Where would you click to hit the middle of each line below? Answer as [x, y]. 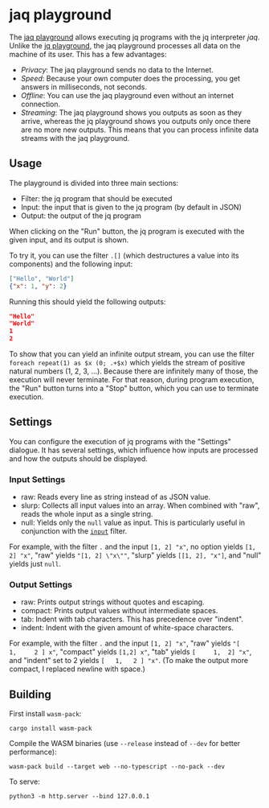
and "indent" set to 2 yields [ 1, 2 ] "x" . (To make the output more [128, 661]
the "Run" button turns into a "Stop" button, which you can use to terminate [134, 388]
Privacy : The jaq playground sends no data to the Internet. [117, 69]
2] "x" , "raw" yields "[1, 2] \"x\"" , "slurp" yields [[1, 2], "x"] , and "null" [135, 555]
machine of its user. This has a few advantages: [88, 54]
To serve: [25, 781]
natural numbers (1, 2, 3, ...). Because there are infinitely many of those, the [134, 371]
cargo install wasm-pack [51, 729]
